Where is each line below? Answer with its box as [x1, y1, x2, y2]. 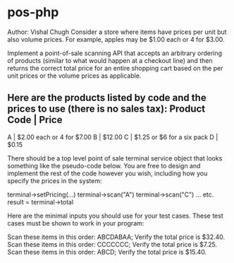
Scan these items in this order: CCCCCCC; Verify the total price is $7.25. [7, 240, 218, 248]
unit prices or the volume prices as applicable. [7, 71, 142, 80]
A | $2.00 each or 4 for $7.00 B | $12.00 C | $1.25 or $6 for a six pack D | [7, 132, 218, 141]
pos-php [7, 4, 59, 21]
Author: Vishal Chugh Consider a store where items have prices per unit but [7, 28, 227, 36]
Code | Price [7, 114, 63, 126]
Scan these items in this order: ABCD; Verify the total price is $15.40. [7, 247, 207, 256]
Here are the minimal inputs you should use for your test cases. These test [7, 211, 223, 220]
